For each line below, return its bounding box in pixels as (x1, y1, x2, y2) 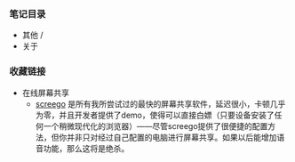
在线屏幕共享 (21, 87, 69, 98)
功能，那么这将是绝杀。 (43, 142, 130, 153)
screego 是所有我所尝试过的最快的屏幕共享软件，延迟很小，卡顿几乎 (35, 98, 286, 109)
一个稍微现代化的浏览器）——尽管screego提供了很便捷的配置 (43, 120, 268, 131)
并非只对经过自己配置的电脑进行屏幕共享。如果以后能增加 (66, 132, 277, 142)
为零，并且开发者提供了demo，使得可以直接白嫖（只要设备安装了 (35, 109, 275, 120)
